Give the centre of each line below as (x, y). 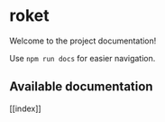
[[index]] (26, 108)
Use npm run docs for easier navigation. (82, 58)
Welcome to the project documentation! (83, 41)
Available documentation (81, 87)
